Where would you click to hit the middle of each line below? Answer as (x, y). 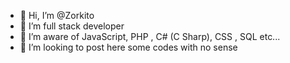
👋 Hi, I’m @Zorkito (57, 15)
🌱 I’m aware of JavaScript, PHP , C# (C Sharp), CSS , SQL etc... (150, 36)
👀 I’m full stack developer (72, 26)
